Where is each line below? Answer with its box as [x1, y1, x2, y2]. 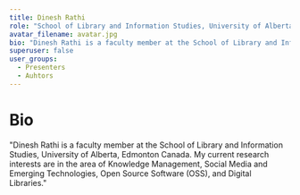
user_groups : [9, 55, 58, 64]
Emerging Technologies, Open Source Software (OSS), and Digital [9, 167, 252, 179]
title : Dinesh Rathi [9, 13, 87, 22]
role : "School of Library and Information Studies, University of [9, 21, 262, 30]
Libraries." [9, 177, 47, 188]
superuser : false [9, 47, 74, 55]
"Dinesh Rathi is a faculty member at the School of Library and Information [9, 140, 284, 150]
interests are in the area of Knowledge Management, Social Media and [9, 158, 268, 169]
